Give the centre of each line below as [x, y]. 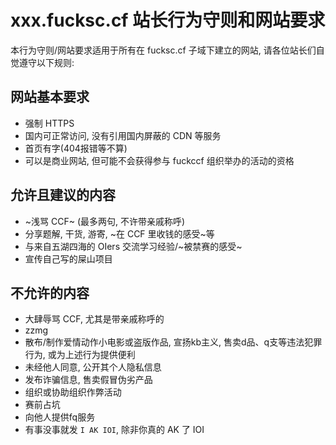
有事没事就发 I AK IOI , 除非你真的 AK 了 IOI [114, 430]
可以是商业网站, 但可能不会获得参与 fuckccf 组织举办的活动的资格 [159, 160]
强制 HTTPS [49, 123]
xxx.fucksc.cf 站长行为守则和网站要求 [168, 20]
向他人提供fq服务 [60, 417]
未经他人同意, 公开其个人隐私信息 [93, 367]
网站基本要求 [50, 97]
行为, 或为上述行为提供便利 [80, 355]
